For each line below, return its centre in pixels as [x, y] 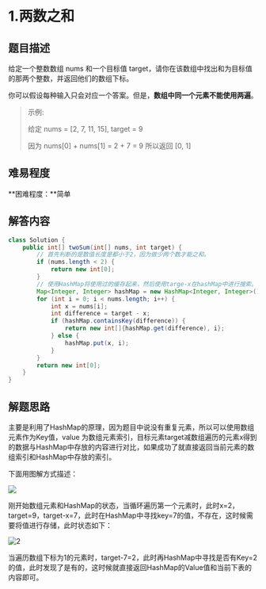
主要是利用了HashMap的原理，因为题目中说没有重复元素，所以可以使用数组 [131, 427]
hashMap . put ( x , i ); [97, 343]
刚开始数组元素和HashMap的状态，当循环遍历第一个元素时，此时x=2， [123, 505]
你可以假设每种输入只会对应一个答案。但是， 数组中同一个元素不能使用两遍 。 [133, 95]
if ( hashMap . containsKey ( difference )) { [118, 321]
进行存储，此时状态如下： [70, 525]
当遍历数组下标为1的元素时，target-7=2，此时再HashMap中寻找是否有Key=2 [133, 557]
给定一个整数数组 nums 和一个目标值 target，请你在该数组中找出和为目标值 [130, 69]
